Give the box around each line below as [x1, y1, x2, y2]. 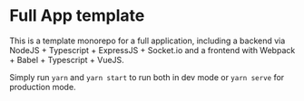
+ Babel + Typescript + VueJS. [9, 54, 124, 65]
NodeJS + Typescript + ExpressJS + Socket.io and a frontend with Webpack [9, 44, 296, 55]
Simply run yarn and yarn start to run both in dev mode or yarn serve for [9, 71, 285, 82]
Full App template [9, 5, 145, 26]
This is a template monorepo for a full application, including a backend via [9, 35, 286, 46]
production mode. [9, 81, 76, 92]
